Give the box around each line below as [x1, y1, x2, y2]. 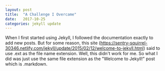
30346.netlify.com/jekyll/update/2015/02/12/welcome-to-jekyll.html [5, 45, 144, 51]
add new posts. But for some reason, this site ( [5, 40, 101, 46]
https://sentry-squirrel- [100, 40, 148, 46]
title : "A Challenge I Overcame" [5, 12, 77, 17]
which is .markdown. [5, 61, 48, 67]
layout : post [5, 7, 32, 12]
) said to [143, 45, 161, 51]
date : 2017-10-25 [5, 16, 46, 21]
